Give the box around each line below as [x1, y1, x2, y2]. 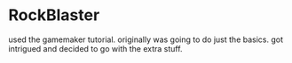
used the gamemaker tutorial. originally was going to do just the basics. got [8, 34, 284, 45]
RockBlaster [8, 5, 100, 25]
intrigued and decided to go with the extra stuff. [8, 43, 183, 53]
